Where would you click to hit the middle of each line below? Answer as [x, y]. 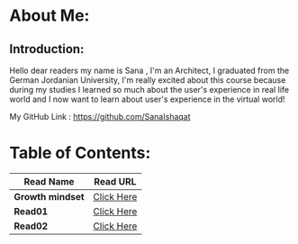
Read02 [31, 226]
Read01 [31, 211]
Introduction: [47, 49]
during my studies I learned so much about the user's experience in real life [149, 90]
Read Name [49, 181]
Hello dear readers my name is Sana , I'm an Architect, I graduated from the [149, 70]
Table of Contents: [80, 153]
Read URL [115, 181]
